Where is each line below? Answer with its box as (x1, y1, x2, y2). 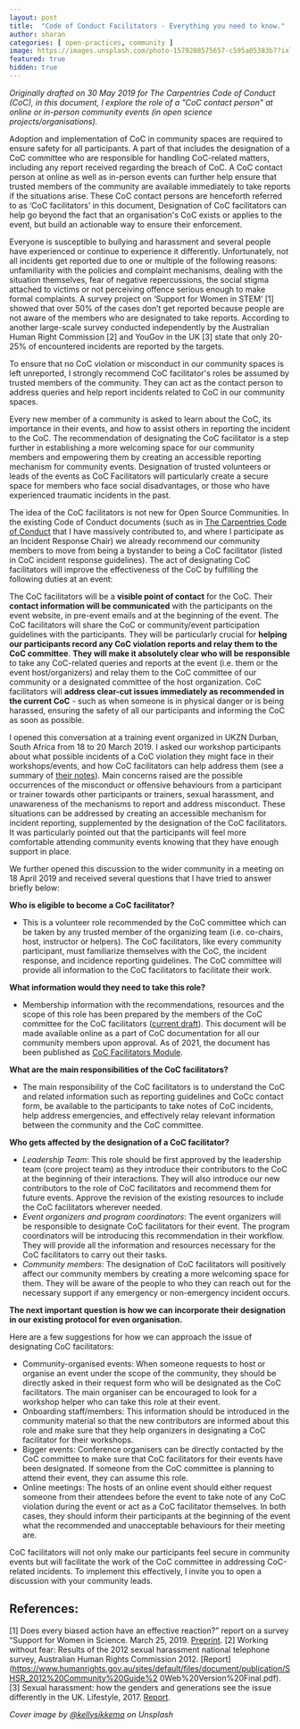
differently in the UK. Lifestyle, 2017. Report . (9, 1691, 171, 1702)
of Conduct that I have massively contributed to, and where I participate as (9, 525, 284, 537)
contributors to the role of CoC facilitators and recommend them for (21, 1182, 272, 1193)
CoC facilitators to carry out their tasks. (21, 1249, 168, 1260)
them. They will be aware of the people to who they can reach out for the (21, 1277, 291, 1289)
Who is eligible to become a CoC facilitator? (9, 899, 175, 910)
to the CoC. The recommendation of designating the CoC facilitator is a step (9, 432, 289, 443)
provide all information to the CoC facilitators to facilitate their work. (21, 964, 272, 975)
